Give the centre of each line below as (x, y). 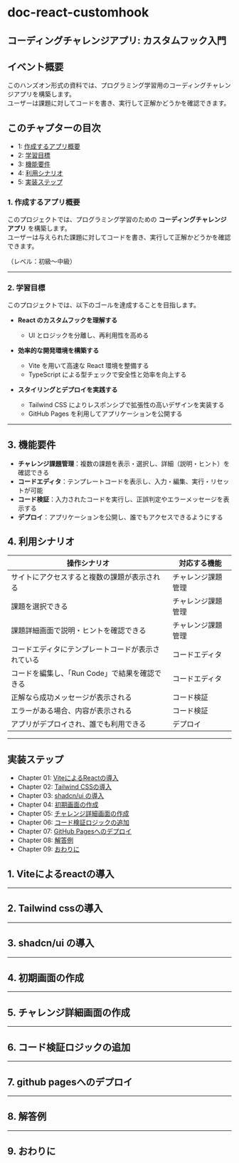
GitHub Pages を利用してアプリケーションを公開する (105, 414)
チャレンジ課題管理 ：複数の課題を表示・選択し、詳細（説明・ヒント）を (123, 463)
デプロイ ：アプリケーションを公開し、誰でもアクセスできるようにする (120, 517)
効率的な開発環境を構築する (58, 350)
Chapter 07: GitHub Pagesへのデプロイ (75, 831)
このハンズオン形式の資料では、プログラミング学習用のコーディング (107, 86)
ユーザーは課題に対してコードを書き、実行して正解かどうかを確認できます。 (119, 103)
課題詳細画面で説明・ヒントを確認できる (79, 630)
